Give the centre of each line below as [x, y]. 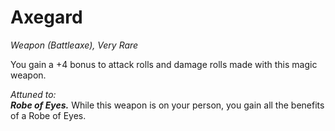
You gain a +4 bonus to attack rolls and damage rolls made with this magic [164, 64]
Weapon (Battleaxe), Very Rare [74, 45]
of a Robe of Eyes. [48, 115]
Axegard [46, 17]
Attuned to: [33, 94]
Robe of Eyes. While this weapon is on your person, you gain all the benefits [167, 105]
